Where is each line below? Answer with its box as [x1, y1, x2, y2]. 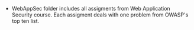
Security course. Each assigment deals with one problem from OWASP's [11, 11, 189, 18]
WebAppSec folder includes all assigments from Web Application [11, 5, 170, 12]
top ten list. [11, 18, 40, 24]
